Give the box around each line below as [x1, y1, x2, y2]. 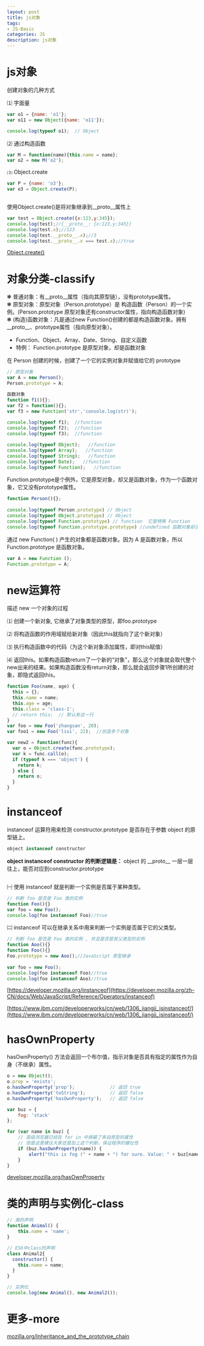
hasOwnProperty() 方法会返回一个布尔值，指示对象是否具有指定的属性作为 [7, 1053, 192, 1061]
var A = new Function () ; [7, 555, 72, 561]
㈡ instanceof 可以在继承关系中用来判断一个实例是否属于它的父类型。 [7, 924, 180, 932]
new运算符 [7, 583, 61, 597]
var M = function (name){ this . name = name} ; [7, 152, 119, 158]
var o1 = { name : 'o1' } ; [7, 111, 67, 117]
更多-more [7, 1312, 60, 1326]
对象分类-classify [7, 272, 96, 286]
